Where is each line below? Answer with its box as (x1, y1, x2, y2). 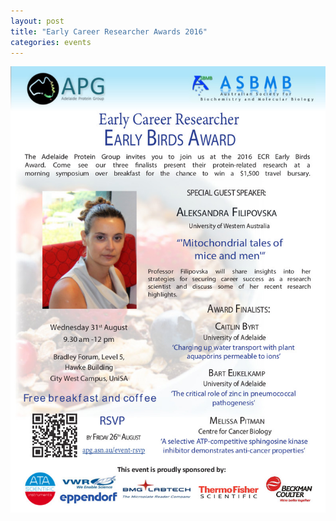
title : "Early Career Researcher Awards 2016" (10, 26, 208, 37)
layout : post (10, 16, 65, 26)
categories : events (10, 37, 92, 47)
